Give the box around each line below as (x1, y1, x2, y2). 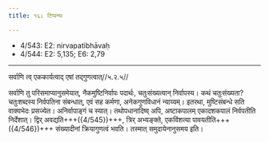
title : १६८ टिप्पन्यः (8, 11, 63, 20)
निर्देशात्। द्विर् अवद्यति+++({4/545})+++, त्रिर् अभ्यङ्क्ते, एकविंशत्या (8, 115, 191, 124)
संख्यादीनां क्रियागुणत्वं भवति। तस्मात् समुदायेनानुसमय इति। (54, 124, 204, 133)
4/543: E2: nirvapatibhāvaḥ (19, 41, 110, 50)
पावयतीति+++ (191, 115, 231, 124)
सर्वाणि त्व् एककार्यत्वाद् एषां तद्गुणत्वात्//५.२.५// (8, 72, 129, 81)
